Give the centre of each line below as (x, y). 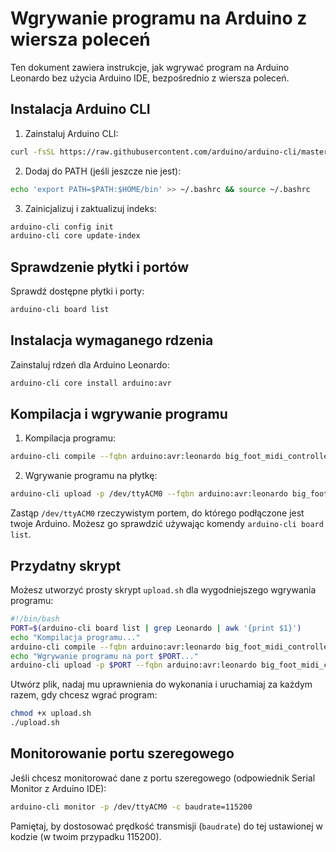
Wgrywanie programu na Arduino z (159, 18)
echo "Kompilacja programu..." (75, 637)
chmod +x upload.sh (51, 713)
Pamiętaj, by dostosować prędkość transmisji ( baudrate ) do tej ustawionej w (167, 826)
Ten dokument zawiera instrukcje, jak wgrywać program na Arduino (150, 67)
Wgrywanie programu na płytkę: (91, 476)
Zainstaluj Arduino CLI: (71, 133)
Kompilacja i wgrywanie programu (119, 414)
